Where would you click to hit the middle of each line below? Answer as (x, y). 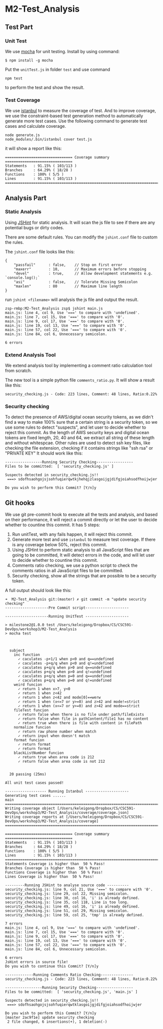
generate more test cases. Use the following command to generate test (76, 121)
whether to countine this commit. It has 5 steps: (53, 525)
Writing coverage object (30, 809)
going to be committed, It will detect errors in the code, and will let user (83, 555)
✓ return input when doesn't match (54, 736)
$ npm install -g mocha (29, 60)
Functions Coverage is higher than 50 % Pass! (54, 872)
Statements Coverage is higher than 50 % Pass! (55, 864)
